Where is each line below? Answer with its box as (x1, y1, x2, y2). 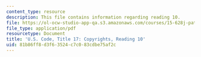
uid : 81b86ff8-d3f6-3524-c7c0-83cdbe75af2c (6, 42, 117, 48)
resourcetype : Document (6, 31, 66, 37)
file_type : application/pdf (6, 25, 77, 31)
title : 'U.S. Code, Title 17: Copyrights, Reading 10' (6, 36, 146, 42)
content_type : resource (6, 8, 66, 15)
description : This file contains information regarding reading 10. (6, 14, 181, 20)
